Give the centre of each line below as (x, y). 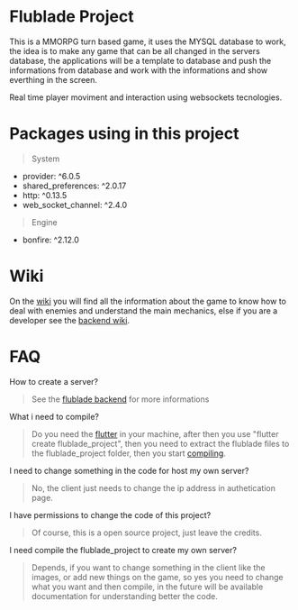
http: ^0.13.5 (45, 195)
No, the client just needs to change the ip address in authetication (154, 487)
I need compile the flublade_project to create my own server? (123, 550)
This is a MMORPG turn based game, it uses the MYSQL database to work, (148, 41)
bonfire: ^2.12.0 (50, 240)
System (45, 159)
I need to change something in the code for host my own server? (129, 470)
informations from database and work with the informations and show (139, 70)
